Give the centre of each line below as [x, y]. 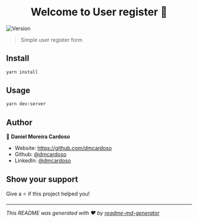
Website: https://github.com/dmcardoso [63, 148]
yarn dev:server [26, 104]
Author [19, 123]
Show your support [42, 179]
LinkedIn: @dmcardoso [43, 161]
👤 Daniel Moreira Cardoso [38, 137]
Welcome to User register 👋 [99, 12]
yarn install [22, 72]
